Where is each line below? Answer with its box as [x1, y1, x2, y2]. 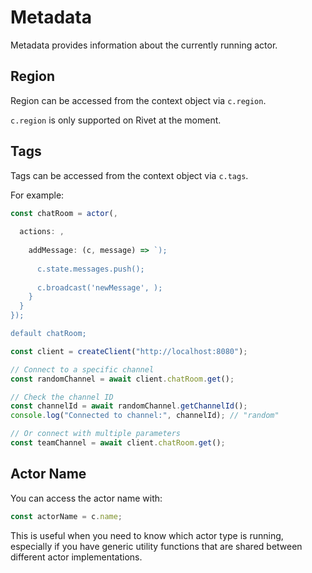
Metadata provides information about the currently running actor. [10, 39, 278, 51]
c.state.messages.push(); [36, 264, 145, 274]
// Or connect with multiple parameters [10, 429, 182, 439]
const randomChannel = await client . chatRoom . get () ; [10, 374, 235, 384]
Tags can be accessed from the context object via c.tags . [10, 169, 249, 181]
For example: [10, 189, 65, 201]
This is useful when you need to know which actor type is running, [10, 529, 284, 541]
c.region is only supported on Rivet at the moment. [10, 114, 222, 126]
